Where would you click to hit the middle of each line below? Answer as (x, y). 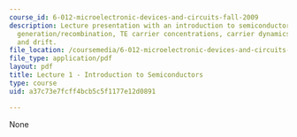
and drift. (37, 42)
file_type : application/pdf (61, 58)
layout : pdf (31, 67)
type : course (33, 83)
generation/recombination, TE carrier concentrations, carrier (136, 34)
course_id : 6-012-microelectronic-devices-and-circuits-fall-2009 (134, 17)
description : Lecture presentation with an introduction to (122, 26)
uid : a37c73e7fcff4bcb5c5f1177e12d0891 (83, 91)
